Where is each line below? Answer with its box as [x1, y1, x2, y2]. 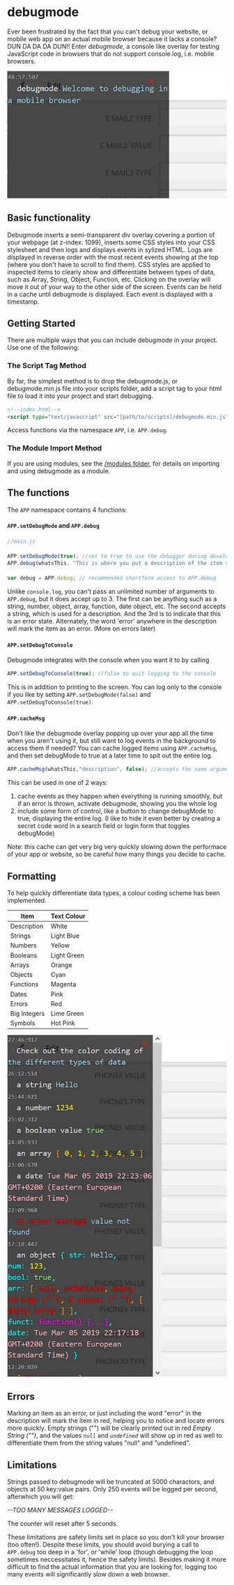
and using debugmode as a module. [7, 466, 111, 475]
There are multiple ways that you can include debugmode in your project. [7, 336, 218, 344]
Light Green [50, 951, 85, 959]
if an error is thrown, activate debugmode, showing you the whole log [17, 799, 217, 808]
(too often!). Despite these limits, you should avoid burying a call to [7, 1540, 200, 1549]
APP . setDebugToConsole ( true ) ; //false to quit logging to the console [7, 670, 217, 677]
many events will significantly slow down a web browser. [7, 1570, 170, 1578]
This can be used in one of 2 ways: [7, 779, 108, 787]
